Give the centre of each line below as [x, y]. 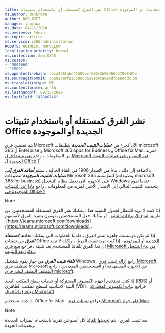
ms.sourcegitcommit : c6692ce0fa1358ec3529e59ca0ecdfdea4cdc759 [71, 78]
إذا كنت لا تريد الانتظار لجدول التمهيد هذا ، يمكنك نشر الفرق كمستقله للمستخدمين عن [82, 210]
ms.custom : [16, 60]
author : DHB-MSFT [23, 19]
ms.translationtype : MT [30, 83]
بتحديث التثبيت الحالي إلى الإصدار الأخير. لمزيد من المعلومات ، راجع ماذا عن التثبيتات [82, 186]
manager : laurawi [23, 23]
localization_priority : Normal [37, 51]
